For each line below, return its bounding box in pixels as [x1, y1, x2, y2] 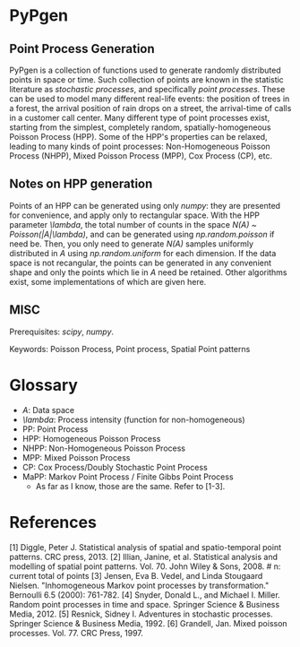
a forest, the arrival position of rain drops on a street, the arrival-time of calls [9, 103, 292, 113]
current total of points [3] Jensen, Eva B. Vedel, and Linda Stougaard [9, 570, 263, 581]
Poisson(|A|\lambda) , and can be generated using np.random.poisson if [9, 229, 275, 239]
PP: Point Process [21, 423, 89, 435]
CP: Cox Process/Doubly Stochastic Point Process [21, 462, 208, 472]
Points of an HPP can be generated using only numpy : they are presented [9, 200, 280, 211]
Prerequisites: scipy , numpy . [9, 326, 115, 337]
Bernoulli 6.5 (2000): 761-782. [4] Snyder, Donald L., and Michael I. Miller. [9, 589, 280, 600]
